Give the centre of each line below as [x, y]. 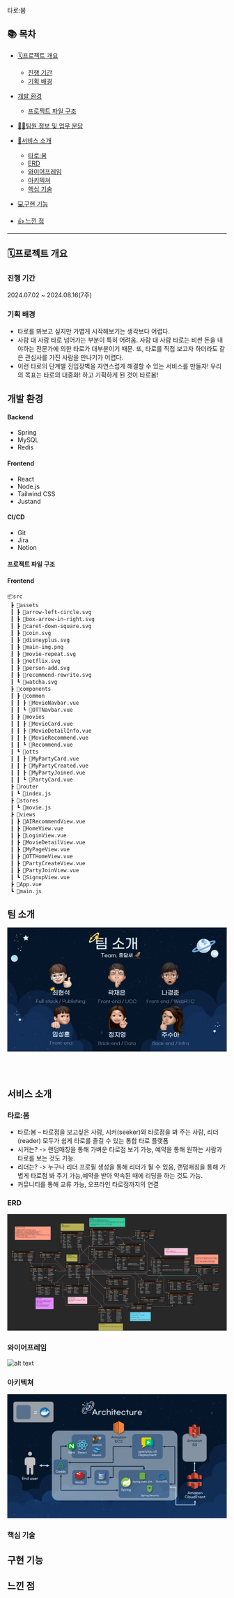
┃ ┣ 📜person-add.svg [40, 668]
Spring [27, 433]
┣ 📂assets [24, 605]
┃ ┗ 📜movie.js [31, 807]
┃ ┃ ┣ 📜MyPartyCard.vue [45, 759]
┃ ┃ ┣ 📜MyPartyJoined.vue [48, 772]
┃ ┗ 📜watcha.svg [34, 682]
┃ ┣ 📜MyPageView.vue [40, 849]
